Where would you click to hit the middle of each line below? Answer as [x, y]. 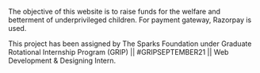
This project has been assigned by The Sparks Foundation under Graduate [130, 44]
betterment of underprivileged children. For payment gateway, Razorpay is [130, 20]
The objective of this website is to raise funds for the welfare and [114, 12]
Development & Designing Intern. [62, 60]
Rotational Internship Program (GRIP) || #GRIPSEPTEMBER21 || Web [119, 52]
